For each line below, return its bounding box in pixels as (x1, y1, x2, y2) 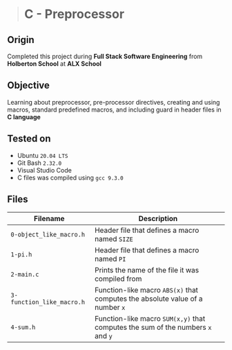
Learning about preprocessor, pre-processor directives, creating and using (7, 98, 220, 106)
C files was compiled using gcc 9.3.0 (17, 173, 124, 182)
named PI (94, 254, 126, 264)
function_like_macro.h (10, 298, 85, 306)
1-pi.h (10, 251, 32, 259)
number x (94, 303, 126, 313)
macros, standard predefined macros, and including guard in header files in (7, 105, 222, 114)
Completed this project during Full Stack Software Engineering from (7, 52, 203, 60)
